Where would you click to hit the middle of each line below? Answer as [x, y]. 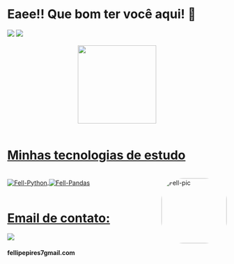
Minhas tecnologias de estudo [96, 155]
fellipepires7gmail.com [41, 253]
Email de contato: [58, 218]
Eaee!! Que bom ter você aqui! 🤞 [102, 14]
